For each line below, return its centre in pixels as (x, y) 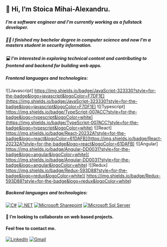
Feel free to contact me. (31, 228)
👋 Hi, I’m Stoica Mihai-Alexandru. (58, 9)
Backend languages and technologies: (47, 193)
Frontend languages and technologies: (47, 78)
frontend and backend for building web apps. (54, 65)
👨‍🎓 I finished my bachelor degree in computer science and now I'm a (78, 40)
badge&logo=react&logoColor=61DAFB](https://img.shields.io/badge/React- (84, 139)
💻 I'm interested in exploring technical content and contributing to (76, 58)
